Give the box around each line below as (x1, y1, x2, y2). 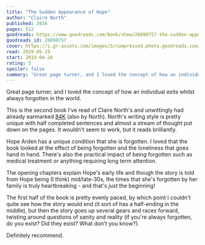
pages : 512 (6, 26, 34, 32)
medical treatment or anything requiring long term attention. (6, 157, 157, 165)
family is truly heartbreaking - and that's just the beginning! (6, 182, 156, 189)
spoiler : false (6, 65, 45, 72)
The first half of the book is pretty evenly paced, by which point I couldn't (6, 194, 191, 202)
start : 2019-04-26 (6, 54, 53, 60)
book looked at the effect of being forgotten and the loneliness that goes (6, 144, 189, 152)
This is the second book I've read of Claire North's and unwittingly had (6, 106, 184, 114)
